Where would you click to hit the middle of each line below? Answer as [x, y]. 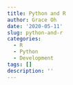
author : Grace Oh [32, 20]
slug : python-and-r [35, 33]
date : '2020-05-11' [35, 26]
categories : [24, 39]
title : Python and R [37, 13]
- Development [33, 58]
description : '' [30, 71]
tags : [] [20, 64]
